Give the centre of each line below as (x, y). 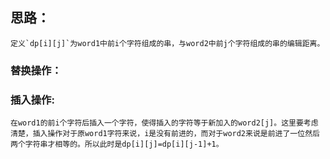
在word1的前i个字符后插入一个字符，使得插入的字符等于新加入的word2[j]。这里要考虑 (164, 123)
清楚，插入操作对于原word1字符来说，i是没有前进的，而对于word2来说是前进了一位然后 (165, 134)
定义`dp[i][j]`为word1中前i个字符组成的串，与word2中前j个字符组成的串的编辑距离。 (167, 43)
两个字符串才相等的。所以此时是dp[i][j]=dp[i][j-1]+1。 (117, 144)
